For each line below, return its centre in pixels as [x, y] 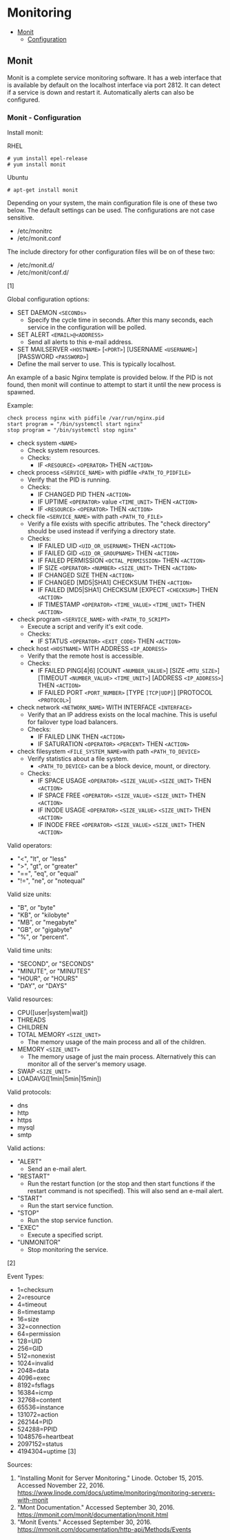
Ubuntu [18, 178]
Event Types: [26, 1277]
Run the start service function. [70, 1206]
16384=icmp [35, 1393]
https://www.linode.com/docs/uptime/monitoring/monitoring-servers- [116, 1493]
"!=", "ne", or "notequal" [51, 881]
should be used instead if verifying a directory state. [101, 531]
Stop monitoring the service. [68, 1250]
